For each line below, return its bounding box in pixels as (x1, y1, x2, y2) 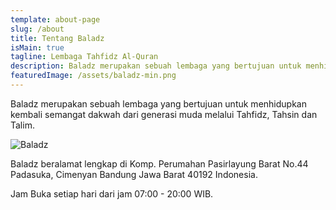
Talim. (10, 119, 35, 131)
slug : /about (10, 24, 65, 34)
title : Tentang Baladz (10, 33, 105, 43)
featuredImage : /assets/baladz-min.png (10, 71, 177, 81)
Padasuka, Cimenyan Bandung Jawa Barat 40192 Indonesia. (10, 168, 258, 180)
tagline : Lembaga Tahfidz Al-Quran (10, 52, 159, 62)
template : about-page (10, 14, 101, 25)
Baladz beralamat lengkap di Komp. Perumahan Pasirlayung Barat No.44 (10, 157, 309, 170)
